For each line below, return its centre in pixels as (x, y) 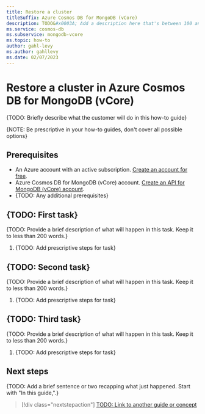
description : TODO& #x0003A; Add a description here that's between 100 (99, 23)
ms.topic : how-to (28, 40)
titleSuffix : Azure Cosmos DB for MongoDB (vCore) (72, 18)
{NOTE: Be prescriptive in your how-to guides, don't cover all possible (95, 129)
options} (17, 136)
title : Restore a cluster (39, 12)
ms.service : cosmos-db (35, 29)
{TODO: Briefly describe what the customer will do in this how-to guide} (97, 117)
